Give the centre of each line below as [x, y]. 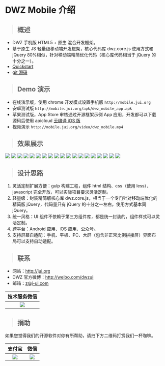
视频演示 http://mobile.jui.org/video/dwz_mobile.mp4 [68, 126]
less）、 [144, 186]
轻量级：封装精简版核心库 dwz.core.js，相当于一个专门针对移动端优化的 [85, 198]
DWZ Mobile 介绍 [41, 10]
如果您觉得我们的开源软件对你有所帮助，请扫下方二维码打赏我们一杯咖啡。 [80, 335]
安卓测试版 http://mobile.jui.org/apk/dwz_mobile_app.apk [72, 108]
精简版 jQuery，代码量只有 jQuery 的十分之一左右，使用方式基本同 [79, 204]
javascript [22, 192]
